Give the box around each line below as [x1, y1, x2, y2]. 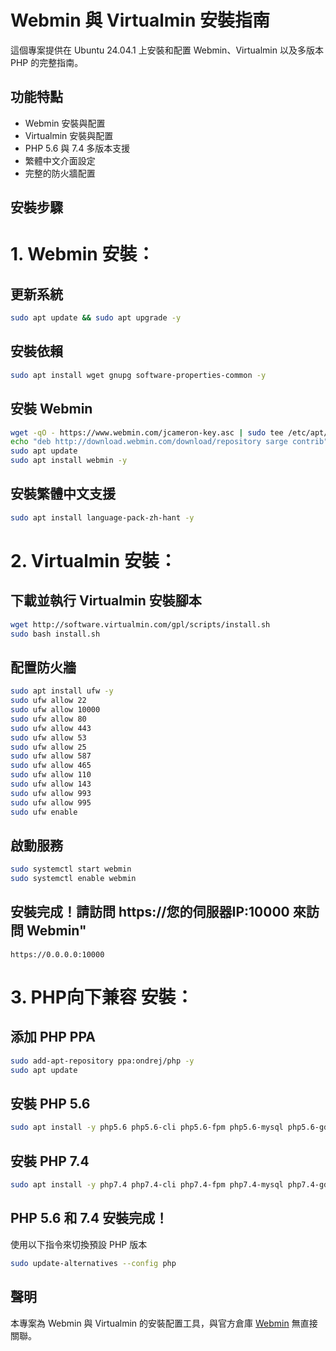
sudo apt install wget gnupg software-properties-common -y [10, 370, 267, 380]
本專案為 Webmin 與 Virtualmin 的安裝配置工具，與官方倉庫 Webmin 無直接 [10, 1317, 318, 1329]
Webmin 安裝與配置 [24, 117, 106, 129]
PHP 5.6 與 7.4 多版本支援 [24, 142, 131, 154]
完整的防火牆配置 [24, 167, 96, 179]
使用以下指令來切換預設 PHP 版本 [10, 1238, 148, 1250]
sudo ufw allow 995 [10, 797, 92, 808]
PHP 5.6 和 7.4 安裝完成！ [10, 1210, 169, 1227]
